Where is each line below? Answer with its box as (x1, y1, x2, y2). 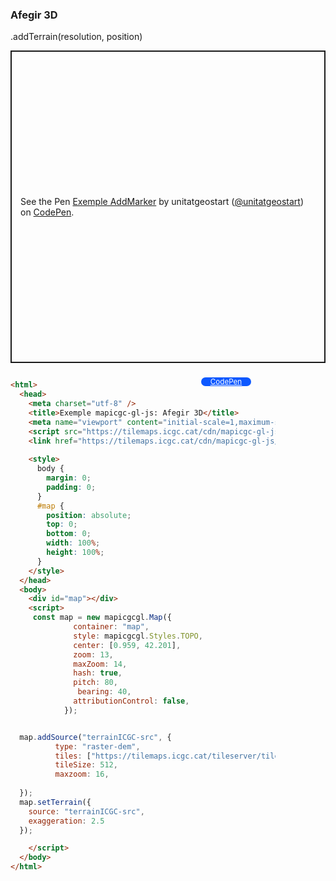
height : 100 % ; (46, 548, 105, 558)
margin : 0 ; (46, 473, 92, 483)
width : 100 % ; (46, 538, 101, 548)
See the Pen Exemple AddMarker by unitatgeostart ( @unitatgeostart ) (20, 196, 305, 208)
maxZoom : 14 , (73, 659, 128, 669)
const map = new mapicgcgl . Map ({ (32, 613, 172, 623)
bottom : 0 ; (46, 529, 92, 539)
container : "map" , (73, 622, 150, 632)
